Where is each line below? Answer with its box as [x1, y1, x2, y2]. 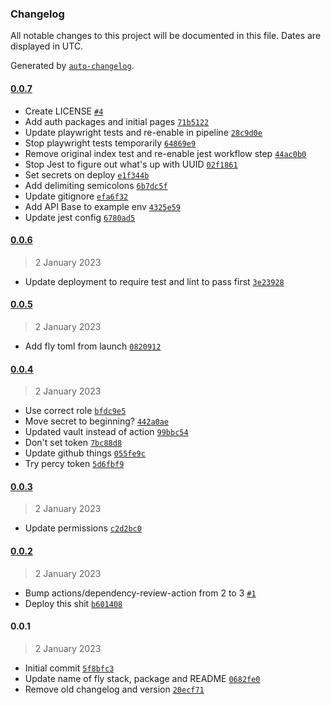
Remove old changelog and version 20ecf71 [24, 683, 205, 695]
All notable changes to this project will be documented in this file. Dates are [10, 30, 322, 42]
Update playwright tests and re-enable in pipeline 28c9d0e [24, 126, 263, 138]
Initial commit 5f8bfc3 [24, 662, 115, 674]
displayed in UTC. [10, 40, 84, 52]
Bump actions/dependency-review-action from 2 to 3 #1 [24, 587, 257, 599]
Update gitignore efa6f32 [24, 190, 129, 202]
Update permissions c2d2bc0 [24, 522, 142, 534]
